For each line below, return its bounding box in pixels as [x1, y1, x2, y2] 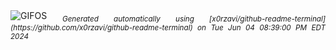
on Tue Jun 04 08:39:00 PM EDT [197, 22, 326, 33]
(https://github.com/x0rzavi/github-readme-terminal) [10, 22, 193, 33]
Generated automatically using [61, 14, 195, 24]
